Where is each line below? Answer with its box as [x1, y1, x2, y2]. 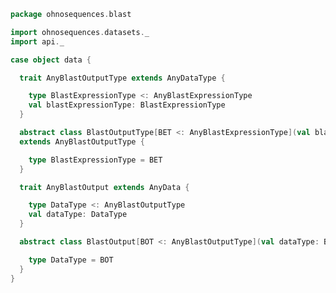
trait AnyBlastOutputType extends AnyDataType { [19, 73, 226, 83]
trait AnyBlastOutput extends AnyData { [19, 182, 190, 192]
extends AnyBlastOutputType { [19, 136, 145, 147]
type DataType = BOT [28, 255, 114, 265]
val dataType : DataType [28, 210, 128, 220]
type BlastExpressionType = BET [28, 155, 163, 165]
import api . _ [10, 36, 65, 47]
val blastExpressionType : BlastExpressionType [28, 100, 226, 110]
